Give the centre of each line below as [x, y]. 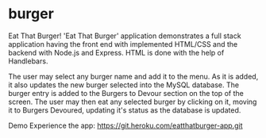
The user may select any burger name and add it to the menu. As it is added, [133, 76]
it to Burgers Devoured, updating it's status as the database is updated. [125, 110]
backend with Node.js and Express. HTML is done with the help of [116, 52]
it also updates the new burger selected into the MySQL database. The [124, 85]
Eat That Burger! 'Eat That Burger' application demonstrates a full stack [125, 36]
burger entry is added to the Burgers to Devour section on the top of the [126, 93]
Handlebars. [28, 61]
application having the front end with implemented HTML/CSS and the [123, 44]
